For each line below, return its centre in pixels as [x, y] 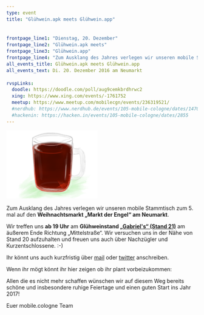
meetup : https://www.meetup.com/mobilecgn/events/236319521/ [91, 103]
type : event [21, 13]
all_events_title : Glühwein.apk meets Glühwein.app [73, 64]
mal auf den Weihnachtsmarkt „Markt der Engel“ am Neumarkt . [88, 214]
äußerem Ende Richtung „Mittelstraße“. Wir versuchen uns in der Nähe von [100, 232]
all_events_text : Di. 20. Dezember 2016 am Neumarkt [74, 70]
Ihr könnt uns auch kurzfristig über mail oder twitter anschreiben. [88, 257]
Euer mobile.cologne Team [40, 305]
